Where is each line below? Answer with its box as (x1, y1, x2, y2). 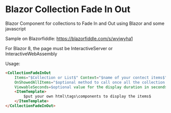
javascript (5, 25, 26, 31)
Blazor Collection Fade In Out (5, 4, 131, 15)
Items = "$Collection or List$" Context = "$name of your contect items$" (14, 75, 167, 80)
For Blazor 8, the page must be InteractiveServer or (5, 45, 113, 51)
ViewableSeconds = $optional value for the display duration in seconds (14, 85, 167, 90)
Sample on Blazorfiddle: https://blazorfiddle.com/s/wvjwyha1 (5, 35, 133, 42)
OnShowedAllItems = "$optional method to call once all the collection (14, 80, 165, 85)
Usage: (5, 60, 20, 66)
